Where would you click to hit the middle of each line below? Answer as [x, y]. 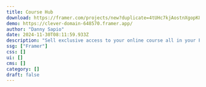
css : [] [16, 52]
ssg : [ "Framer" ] [27, 47]
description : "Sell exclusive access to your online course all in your [101, 40]
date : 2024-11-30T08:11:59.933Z [48, 35]
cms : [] [16, 63]
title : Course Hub [30, 12]
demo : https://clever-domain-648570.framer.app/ [70, 23]
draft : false [23, 75]
